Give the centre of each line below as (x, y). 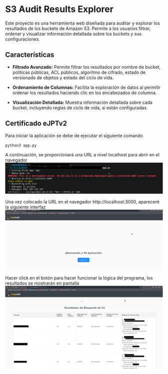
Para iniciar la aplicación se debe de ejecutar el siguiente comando (74, 135)
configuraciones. (22, 39)
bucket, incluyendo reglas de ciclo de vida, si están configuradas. (80, 108)
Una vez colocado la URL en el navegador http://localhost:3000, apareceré (82, 202)
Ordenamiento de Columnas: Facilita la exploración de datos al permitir (86, 87)
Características (30, 55)
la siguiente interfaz (25, 207)
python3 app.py (21, 145)
